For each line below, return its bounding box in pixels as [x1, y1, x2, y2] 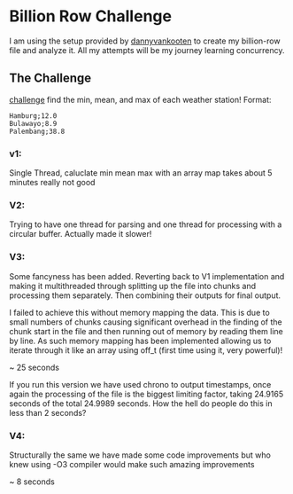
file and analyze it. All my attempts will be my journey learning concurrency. [9, 44, 285, 55]
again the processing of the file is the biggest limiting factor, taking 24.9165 [9, 388, 284, 399]
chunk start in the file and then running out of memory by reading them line [9, 325, 283, 336]
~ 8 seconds [9, 476, 55, 487]
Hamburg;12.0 [9, 111, 58, 121]
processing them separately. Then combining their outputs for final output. [9, 290, 281, 301]
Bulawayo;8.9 [9, 119, 58, 128]
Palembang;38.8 [9, 127, 66, 136]
